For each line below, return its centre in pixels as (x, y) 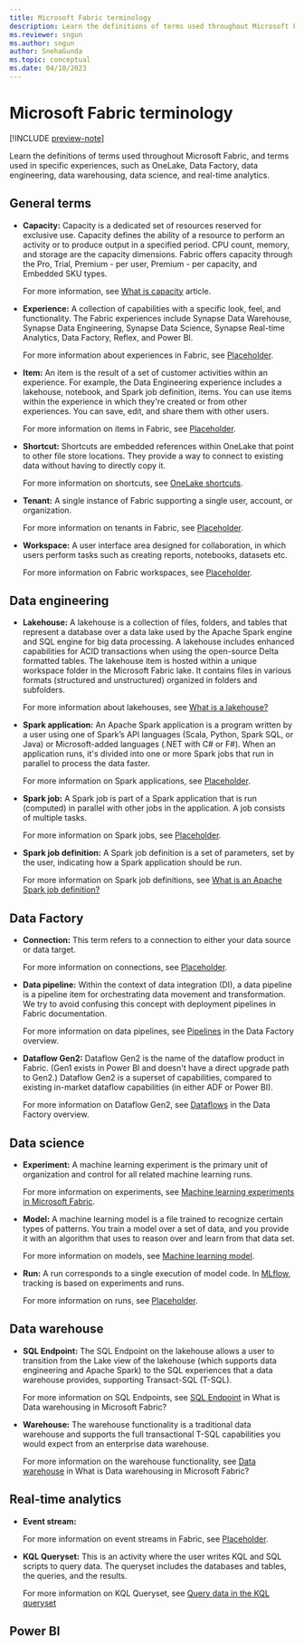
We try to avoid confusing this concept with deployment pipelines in (149, 1004)
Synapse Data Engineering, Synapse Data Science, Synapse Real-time (153, 328)
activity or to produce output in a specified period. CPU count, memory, (156, 245)
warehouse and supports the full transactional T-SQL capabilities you (152, 1434)
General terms (51, 203)
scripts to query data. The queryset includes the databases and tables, (154, 1566)
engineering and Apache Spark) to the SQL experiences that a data (147, 1370)
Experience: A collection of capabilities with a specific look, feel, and (152, 308)
